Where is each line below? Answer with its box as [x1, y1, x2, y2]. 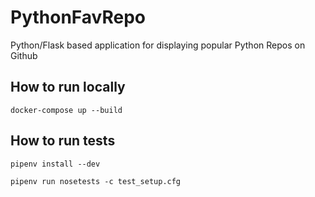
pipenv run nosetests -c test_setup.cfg [10, 176, 182, 186]
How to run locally [10, 79, 126, 96]
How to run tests [10, 132, 116, 150]
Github [10, 49, 38, 61]
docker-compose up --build [10, 105, 123, 115]
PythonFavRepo [10, 6, 146, 29]
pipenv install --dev [10, 159, 101, 169]
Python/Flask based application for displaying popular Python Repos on [10, 39, 306, 51]
